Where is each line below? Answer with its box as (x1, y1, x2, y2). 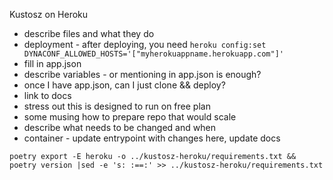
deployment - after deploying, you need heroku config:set (23, 39, 267, 50)
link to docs (23, 90, 72, 101)
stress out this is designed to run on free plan (23, 100, 211, 112)
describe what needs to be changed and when (23, 122, 216, 133)
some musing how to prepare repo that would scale (23, 111, 237, 123)
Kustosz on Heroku (9, 9, 89, 20)
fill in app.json (23, 58, 82, 69)
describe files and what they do (23, 28, 155, 39)
